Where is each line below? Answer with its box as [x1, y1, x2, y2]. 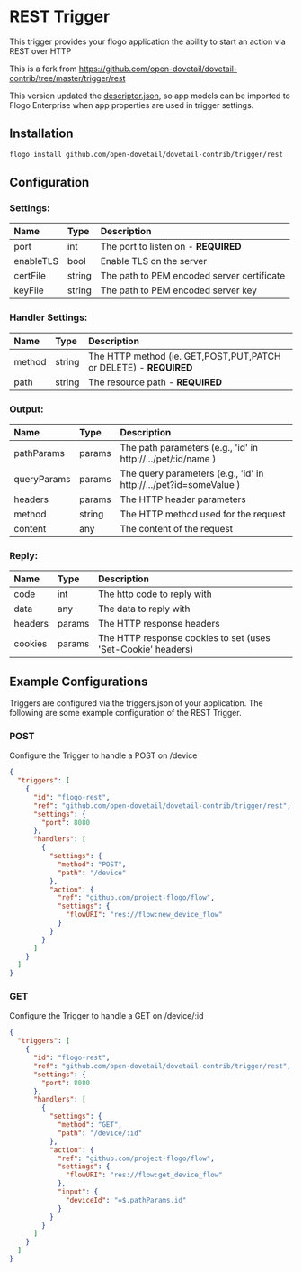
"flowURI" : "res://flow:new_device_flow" [66, 911, 223, 920]
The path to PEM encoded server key [100, 284, 258, 297]
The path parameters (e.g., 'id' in [120, 441, 259, 453]
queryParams [13, 472, 71, 485]
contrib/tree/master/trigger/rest [9, 72, 126, 83]
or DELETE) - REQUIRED [88, 361, 193, 373]
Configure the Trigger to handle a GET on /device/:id [9, 1011, 204, 1021]
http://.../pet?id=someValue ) [120, 478, 241, 490]
